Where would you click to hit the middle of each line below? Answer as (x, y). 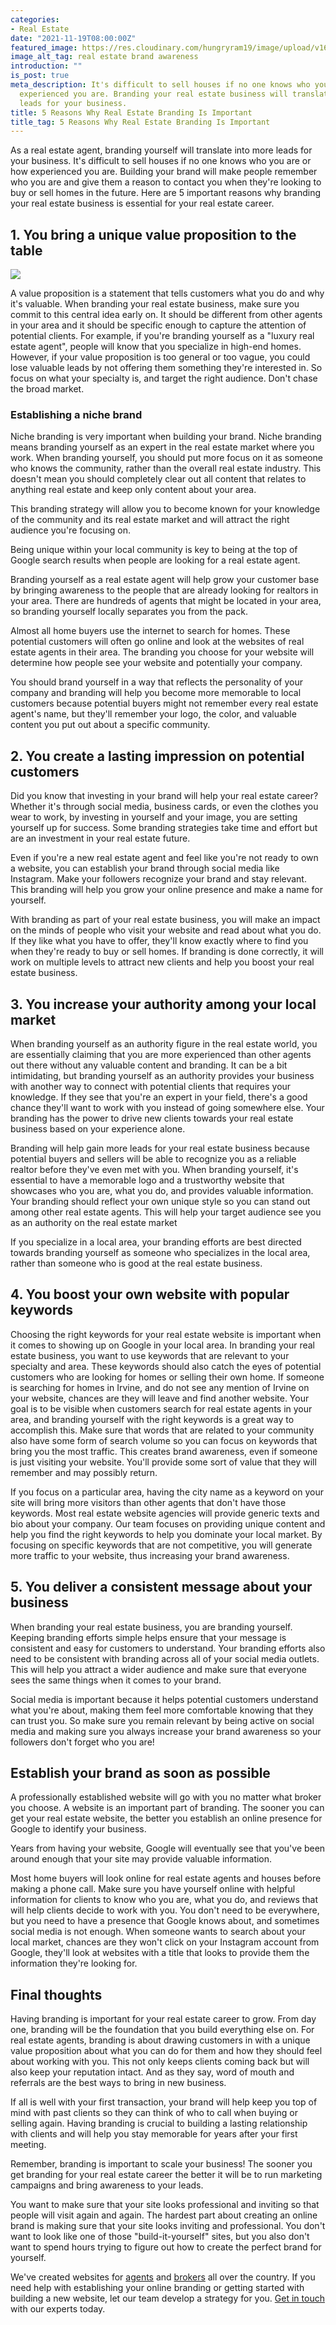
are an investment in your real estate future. (100, 838)
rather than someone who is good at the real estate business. (136, 1263)
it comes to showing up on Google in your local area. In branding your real (162, 1345)
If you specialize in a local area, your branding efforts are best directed (156, 1242)
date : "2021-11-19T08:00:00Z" (73, 38)
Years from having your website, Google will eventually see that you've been (168, 1848)
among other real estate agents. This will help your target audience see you (166, 1212)
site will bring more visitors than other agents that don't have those (148, 1502)
